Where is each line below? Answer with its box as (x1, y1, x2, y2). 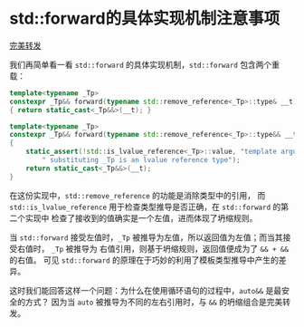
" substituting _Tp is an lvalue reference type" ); (42, 156, 242, 165)
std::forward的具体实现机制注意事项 (9, 8, 280, 29)
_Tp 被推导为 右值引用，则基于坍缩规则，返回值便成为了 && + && (51, 243, 290, 254)
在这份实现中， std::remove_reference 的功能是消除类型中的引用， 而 (9, 189, 266, 200)
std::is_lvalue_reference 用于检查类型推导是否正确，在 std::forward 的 (9, 201, 281, 212)
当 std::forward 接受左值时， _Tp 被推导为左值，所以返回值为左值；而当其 (9, 232, 283, 243)
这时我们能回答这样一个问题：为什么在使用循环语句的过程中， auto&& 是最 (9, 284, 282, 295)
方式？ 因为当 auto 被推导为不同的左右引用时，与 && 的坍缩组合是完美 (24, 296, 283, 307)
